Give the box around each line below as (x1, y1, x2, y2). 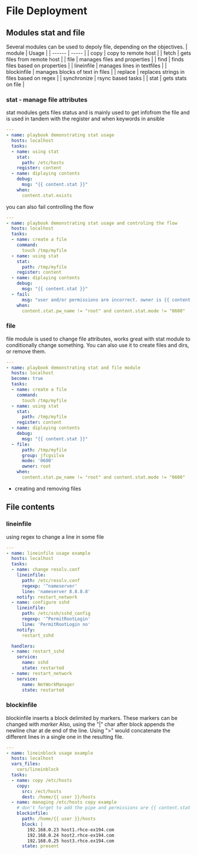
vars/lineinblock (16, 766, 59, 772)
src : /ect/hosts (21, 788, 62, 794)
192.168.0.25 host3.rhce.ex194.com (27, 838, 115, 844)
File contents (6, 502, 55, 512)
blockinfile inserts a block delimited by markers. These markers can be (6, 714, 178, 721)
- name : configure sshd (11, 600, 69, 605)
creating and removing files (14, 485, 81, 492)
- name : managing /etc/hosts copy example (11, 800, 117, 805)
